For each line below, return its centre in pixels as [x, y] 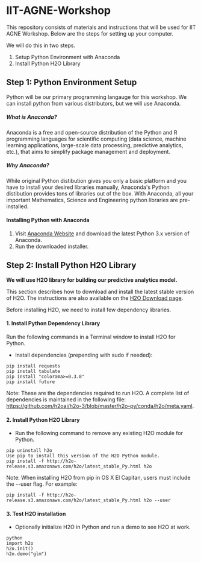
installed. [17, 206]
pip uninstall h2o [29, 451]
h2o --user [157, 501]
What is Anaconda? [32, 117]
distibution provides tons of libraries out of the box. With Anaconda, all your [100, 193]
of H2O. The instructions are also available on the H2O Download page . [95, 298]
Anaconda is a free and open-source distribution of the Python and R [92, 132]
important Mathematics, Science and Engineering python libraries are [92, 200]
